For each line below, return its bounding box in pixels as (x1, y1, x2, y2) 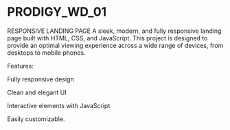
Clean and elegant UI (7, 88, 67, 96)
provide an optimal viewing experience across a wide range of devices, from (7, 41, 224, 49)
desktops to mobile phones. (7, 49, 86, 57)
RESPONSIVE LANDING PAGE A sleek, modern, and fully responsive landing (7, 27, 222, 35)
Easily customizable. (7, 114, 65, 123)
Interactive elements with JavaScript (7, 101, 111, 109)
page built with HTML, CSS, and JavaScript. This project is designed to (7, 34, 208, 42)
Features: (7, 62, 34, 70)
